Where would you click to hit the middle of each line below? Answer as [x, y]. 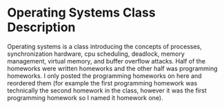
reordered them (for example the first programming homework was [102, 83]
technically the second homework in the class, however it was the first [107, 90]
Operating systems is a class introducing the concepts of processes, [104, 46]
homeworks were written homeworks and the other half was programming [113, 68]
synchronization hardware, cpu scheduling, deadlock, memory [96, 54]
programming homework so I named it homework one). [85, 97]
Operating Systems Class [82, 13]
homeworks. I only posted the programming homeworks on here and [104, 76]
